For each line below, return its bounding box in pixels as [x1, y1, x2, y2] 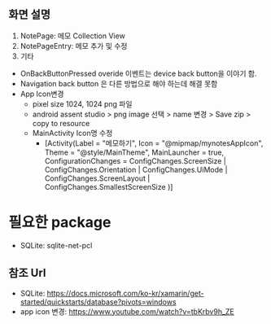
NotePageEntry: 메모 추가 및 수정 [20, 41, 128, 50]
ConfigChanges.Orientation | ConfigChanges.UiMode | [44, 164, 228, 174]
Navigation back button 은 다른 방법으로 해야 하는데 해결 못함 [20, 78, 218, 88]
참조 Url [8, 266, 46, 280]
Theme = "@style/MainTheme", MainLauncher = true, [44, 147, 225, 157]
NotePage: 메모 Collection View [20, 31, 126, 41]
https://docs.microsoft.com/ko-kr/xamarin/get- [46, 288, 205, 298]
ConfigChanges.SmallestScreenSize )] [44, 182, 173, 191]
